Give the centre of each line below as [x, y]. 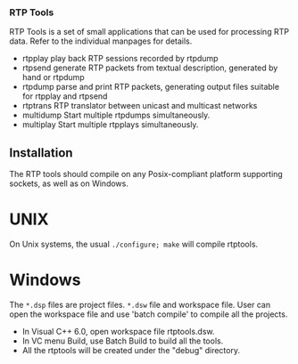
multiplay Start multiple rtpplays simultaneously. [110, 125]
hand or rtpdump [53, 77]
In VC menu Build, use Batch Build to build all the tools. [123, 341]
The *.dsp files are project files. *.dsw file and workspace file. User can [140, 304]
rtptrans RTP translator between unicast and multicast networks [140, 106]
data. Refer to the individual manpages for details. [101, 41]
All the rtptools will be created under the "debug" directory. [131, 350]
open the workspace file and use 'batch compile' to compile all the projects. [149, 314]
